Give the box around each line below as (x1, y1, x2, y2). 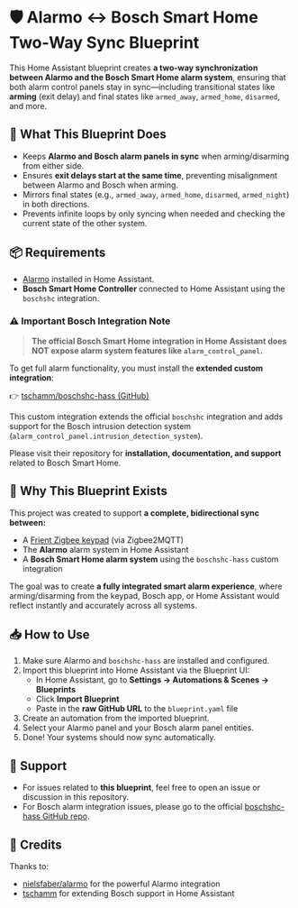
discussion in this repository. (22, 792, 129, 803)
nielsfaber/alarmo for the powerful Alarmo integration (22, 878, 221, 889)
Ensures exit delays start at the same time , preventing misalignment (22, 170, 277, 180)
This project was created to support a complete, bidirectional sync (9, 507, 259, 518)
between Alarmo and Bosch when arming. (22, 179, 178, 190)
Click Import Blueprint (35, 693, 120, 704)
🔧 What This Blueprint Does (9, 127, 167, 142)
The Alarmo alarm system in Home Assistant (22, 544, 189, 555)
